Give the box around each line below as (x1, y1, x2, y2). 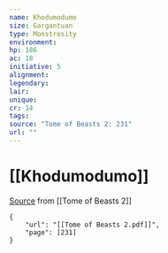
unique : (9, 95, 38, 104)
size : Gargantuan (9, 21, 73, 30)
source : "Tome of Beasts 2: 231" (9, 120, 133, 129)
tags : (9, 111, 29, 120)
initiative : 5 (9, 63, 62, 72)
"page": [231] (25, 227, 77, 237)
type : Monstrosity (9, 29, 77, 38)
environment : (9, 37, 57, 47)
